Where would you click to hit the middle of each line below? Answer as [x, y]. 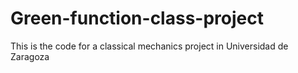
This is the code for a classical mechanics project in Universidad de [149, 46]
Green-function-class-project [137, 18]
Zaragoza [30, 56]
